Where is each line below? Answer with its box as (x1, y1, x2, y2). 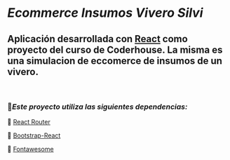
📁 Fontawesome (7, 145, 54, 154)
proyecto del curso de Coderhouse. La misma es (7, 44, 223, 55)
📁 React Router (7, 118, 50, 126)
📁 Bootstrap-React (7, 131, 61, 140)
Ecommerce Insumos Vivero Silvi (7, 5, 203, 21)
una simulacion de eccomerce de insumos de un (7, 55, 223, 67)
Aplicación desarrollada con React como (7, 33, 188, 45)
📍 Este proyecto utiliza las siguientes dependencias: (7, 102, 188, 112)
